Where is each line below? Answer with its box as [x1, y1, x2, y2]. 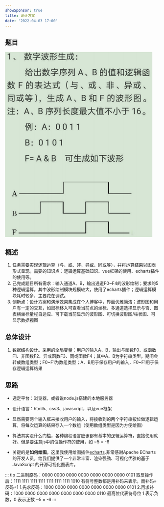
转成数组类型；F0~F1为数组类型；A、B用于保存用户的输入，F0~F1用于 [12, 359, 155, 365]
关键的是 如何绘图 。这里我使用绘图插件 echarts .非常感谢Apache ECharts [12, 449, 156, 455]
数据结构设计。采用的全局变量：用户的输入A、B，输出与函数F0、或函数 [12, 347, 157, 353]
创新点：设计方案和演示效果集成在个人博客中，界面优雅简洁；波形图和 [12, 299, 154, 305]
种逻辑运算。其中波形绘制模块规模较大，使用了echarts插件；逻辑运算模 [12, 286, 157, 292]
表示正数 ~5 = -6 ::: [17, 496, 56, 502]
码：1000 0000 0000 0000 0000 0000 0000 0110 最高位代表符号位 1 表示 [5, 490, 154, 496]
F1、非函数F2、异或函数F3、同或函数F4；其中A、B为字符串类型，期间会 [12, 353, 158, 359]
